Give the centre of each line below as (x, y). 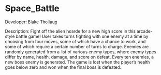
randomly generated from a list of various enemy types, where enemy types (81, 52)
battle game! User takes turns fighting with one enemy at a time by (82, 36)
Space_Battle (32, 8)
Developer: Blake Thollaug (31, 22)
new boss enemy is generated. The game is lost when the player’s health (78, 62)
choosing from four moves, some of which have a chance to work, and (75, 41)
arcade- (145, 31)
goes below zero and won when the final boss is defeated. (63, 67)
